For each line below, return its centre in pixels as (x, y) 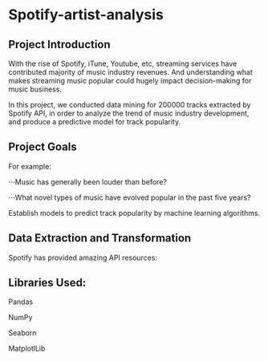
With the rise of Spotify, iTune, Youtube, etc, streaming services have (123, 63)
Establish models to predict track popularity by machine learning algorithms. (134, 213)
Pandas (21, 302)
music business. (35, 89)
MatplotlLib (27, 349)
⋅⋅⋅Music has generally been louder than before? (87, 181)
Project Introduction (59, 45)
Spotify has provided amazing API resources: (83, 258)
